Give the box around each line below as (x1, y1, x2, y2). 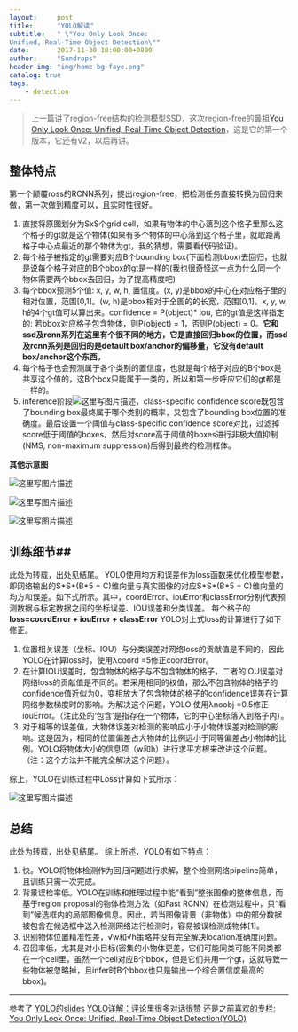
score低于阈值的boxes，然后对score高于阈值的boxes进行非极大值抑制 (21, 429, 278, 440)
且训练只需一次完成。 (21, 876, 100, 886)
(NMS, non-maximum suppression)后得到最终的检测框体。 (21, 440, 237, 451)
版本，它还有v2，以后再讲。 (30, 135, 135, 146)
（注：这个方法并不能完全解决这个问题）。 (21, 755, 175, 766)
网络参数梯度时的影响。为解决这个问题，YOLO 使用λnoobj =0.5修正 (21, 699, 269, 710)
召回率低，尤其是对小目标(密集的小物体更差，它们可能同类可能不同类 (21, 942, 274, 953)
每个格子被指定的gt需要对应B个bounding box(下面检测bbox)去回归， (21, 252, 272, 263)
